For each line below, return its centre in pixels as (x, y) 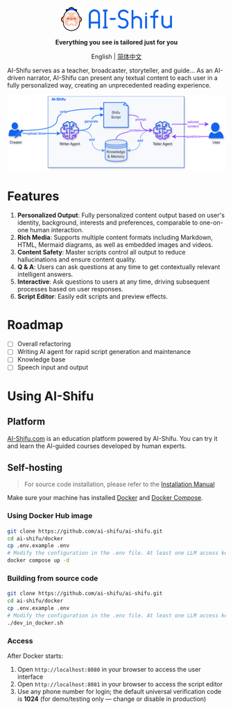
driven (16, 78)
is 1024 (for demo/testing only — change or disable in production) (112, 699)
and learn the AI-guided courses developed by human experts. (97, 446)
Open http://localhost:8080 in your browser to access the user (109, 669)
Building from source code (53, 578)
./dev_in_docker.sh (35, 623)
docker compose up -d (38, 560)
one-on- (211, 223)
